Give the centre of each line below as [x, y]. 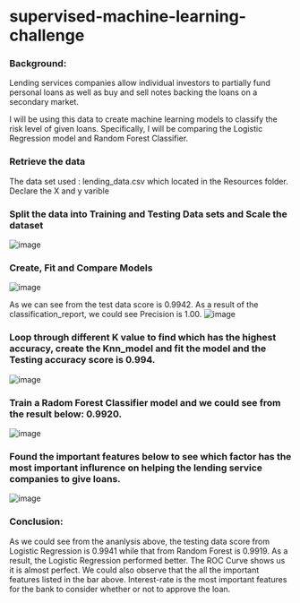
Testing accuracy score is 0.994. [82, 360]
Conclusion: [36, 521]
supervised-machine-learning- [128, 17]
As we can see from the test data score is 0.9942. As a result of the [134, 305]
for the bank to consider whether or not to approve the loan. [120, 589]
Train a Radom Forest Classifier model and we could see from [145, 402]
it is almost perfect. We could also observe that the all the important [134, 570]
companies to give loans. [65, 478]
